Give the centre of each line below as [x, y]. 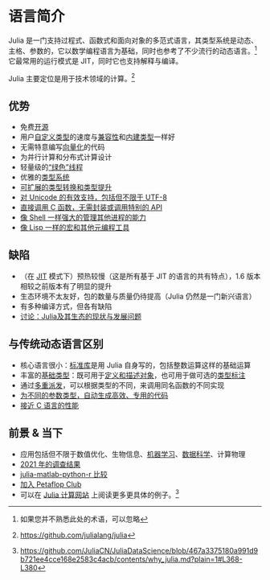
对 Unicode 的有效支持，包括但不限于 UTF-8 [93, 197]
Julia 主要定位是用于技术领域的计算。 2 [72, 77]
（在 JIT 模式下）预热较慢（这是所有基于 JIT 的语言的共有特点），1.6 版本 [140, 276]
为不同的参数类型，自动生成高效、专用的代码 [94, 395]
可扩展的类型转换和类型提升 [66, 187]
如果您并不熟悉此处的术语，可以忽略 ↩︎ [84, 519]
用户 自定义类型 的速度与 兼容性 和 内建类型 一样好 [97, 137]
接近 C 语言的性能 [49, 405]
